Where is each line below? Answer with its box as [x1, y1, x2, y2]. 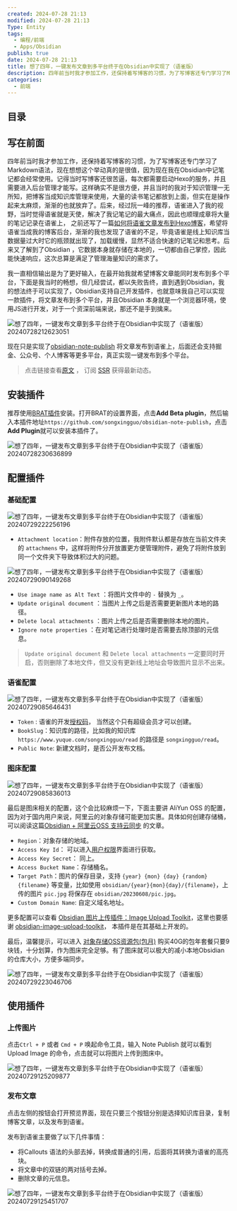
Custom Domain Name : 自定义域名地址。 [17, 898, 128, 906]
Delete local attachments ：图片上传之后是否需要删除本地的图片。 [17, 616, 213, 625]
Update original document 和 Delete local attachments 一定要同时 [24, 649, 219, 658]
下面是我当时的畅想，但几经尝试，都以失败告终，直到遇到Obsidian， [19, 278, 219, 286]
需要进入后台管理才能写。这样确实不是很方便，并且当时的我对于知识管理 [7, 183, 217, 192]
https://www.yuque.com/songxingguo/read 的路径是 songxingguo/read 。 [17, 735, 224, 743]
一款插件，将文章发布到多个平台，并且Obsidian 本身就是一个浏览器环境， [7, 296, 221, 304]
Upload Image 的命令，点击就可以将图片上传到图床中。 [7, 1049, 167, 1058]
